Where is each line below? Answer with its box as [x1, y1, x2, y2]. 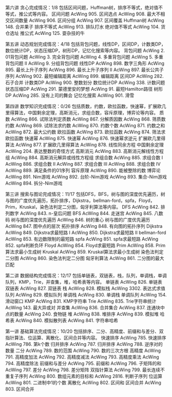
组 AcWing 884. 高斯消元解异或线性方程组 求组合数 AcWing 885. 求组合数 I [5, 154, 163, 161]
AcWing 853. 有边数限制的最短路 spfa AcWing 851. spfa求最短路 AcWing [5, 236, 159, 242]
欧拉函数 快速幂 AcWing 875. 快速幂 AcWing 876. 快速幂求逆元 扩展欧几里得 [5, 135, 166, 141]
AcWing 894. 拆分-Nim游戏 [5, 180, 63, 186]
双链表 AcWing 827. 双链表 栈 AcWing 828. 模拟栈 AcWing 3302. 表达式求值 [5, 285, 166, 291]
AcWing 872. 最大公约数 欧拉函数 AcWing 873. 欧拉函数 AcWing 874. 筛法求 [5, 129, 166, 135]
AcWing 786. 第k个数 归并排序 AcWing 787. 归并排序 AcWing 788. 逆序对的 [5, 341, 163, 347]
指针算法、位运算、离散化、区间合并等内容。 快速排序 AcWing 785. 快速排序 [5, 335, 167, 341]
